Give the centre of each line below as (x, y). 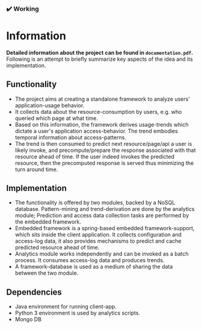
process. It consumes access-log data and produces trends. (90, 260)
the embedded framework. (48, 222)
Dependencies (34, 292)
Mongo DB (28, 319)
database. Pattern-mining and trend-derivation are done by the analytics (105, 209)
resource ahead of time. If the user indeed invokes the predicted (95, 156)
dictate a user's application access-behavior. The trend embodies (96, 131)
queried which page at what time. (56, 118)
